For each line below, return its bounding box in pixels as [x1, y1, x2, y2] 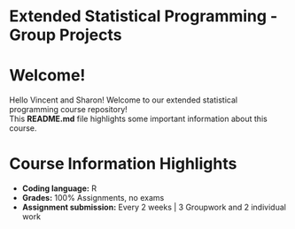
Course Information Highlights [9, 154, 237, 174]
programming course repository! [9, 104, 128, 115]
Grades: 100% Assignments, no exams [21, 193, 165, 203]
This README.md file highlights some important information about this [9, 113, 268, 125]
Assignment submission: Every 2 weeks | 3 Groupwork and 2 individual [21, 202, 286, 213]
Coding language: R [21, 183, 97, 194]
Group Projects [9, 25, 122, 45]
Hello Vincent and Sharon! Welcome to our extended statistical [9, 95, 237, 105]
